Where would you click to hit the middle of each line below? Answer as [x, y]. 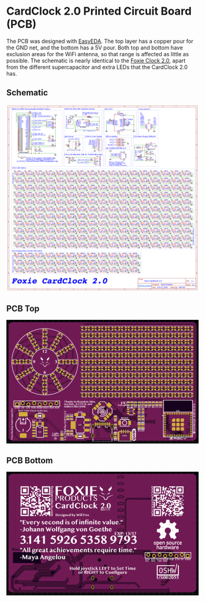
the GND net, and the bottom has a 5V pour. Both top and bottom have [95, 48]
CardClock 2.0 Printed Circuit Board [99, 11]
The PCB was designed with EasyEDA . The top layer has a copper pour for [100, 41]
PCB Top [23, 309]
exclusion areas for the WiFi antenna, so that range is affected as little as [98, 54]
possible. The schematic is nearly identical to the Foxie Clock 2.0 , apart [96, 60]
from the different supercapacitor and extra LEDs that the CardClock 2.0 [97, 67]
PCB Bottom [30, 460]
